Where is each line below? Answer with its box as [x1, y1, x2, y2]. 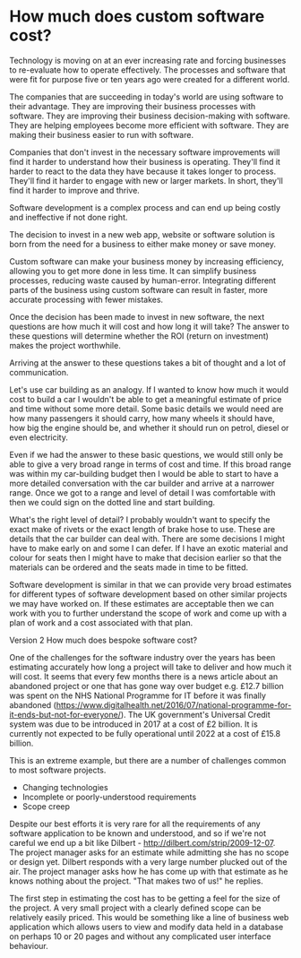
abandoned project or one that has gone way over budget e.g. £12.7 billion [9, 680, 284, 691]
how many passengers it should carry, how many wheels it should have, [9, 412, 275, 423]
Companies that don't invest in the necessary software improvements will [9, 146, 280, 158]
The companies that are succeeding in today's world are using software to [9, 91, 284, 102]
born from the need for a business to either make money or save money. [9, 238, 276, 249]
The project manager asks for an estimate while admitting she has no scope [9, 847, 289, 858]
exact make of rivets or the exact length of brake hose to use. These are [9, 523, 276, 534]
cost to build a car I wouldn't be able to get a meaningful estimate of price [9, 393, 282, 404]
